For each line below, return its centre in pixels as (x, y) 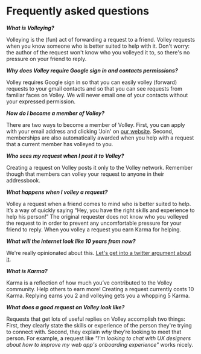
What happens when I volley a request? (57, 192)
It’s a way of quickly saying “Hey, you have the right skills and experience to (101, 210)
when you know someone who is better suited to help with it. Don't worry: (98, 46)
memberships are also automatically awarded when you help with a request (100, 138)
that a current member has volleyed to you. (60, 144)
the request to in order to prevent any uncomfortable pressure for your (94, 223)
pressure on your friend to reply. (46, 59)
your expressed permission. (41, 101)
